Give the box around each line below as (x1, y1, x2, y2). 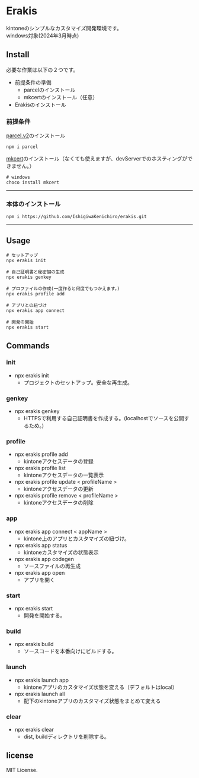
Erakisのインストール (14, 101, 66, 108)
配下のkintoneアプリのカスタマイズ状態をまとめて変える (23, 697, 161, 704)
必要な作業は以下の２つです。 (6, 66, 79, 73)
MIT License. (6, 766, 38, 773)
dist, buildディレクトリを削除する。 (23, 733, 110, 740)
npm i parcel (6, 144, 38, 150)
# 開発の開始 (6, 319, 34, 325)
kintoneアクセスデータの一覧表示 (23, 471, 104, 479)
